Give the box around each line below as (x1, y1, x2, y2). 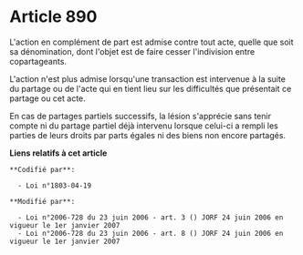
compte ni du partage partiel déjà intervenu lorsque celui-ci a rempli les (9, 120, 278, 131)
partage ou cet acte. (9, 93, 87, 104)
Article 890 (9, 6, 98, 27)
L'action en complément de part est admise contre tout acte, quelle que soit (9, 36, 294, 47)
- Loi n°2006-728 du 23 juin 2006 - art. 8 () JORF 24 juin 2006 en (17, 229, 284, 238)
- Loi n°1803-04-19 (17, 180, 92, 190)
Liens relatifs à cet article (9, 148, 108, 158)
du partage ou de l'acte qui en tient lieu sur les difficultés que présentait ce (9, 83, 292, 94)
